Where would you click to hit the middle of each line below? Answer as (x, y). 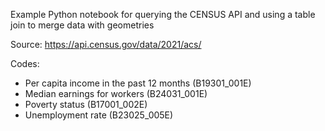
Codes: (25, 63)
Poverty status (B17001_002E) (86, 104)
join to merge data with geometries (82, 25)
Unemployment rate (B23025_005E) (99, 115)
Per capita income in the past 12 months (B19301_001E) (138, 83)
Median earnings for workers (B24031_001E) (116, 93)
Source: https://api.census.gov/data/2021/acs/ (106, 44)
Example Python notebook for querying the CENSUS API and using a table (163, 14)
